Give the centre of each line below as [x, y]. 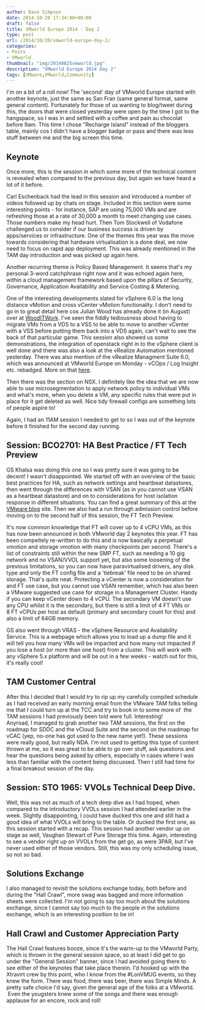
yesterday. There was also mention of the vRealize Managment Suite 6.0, [98, 357]
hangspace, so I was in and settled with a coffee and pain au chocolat [94, 118]
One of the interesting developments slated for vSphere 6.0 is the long [95, 298]
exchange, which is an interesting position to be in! [70, 914]
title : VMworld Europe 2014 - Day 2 [53, 29]
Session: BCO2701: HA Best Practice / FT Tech [96, 446]
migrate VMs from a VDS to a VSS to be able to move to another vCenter [98, 325]
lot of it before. [25, 185]
